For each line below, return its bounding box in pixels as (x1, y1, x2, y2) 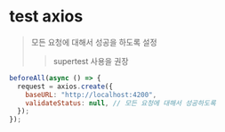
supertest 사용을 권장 (52, 55, 129, 66)
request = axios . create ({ (17, 82, 114, 91)
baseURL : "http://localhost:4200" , (25, 90, 157, 99)
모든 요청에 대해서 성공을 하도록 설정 (30, 37, 157, 47)
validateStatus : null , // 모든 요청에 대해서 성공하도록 (25, 98, 216, 108)
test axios (9, 6, 84, 27)
